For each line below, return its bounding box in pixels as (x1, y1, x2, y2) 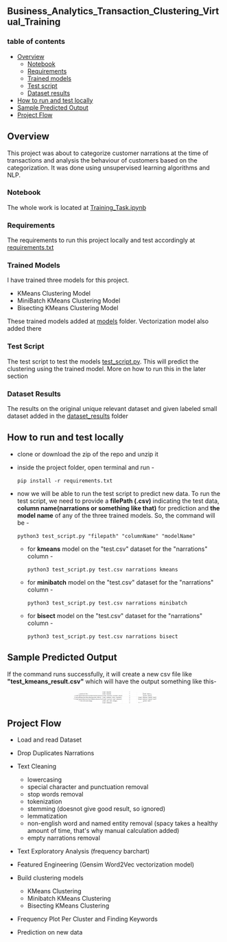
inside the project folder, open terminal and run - (16, 463, 154, 471)
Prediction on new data (16, 928, 83, 937)
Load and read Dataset (16, 735, 82, 744)
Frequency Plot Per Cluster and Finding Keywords (16, 915, 158, 923)
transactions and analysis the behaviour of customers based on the (7, 156, 198, 164)
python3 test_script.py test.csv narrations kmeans (27, 566, 178, 573)
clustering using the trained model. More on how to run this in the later (7, 364, 206, 373)
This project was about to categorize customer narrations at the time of (7, 149, 209, 157)
